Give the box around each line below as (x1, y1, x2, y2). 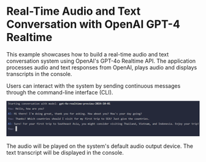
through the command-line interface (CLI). (6, 88, 113, 96)
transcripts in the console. (6, 70, 72, 77)
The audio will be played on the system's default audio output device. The (6, 142, 193, 150)
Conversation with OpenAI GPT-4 (6, 17, 181, 31)
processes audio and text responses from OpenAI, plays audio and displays (6, 63, 197, 71)
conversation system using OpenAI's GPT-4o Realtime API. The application (6, 57, 196, 64)
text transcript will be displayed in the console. (6, 149, 124, 156)
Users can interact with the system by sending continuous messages (6, 82, 181, 90)
